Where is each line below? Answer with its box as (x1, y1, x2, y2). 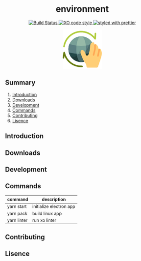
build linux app (32, 210, 62, 216)
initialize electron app (32, 203, 75, 209)
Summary (5, 79, 36, 87)
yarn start (7, 203, 27, 209)
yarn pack (7, 210, 28, 216)
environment (55, 3, 109, 15)
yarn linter (7, 217, 28, 223)
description (42, 197, 66, 203)
